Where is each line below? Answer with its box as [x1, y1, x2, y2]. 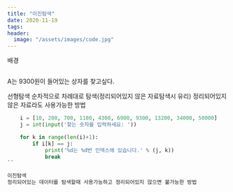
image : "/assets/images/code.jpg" [13, 36, 114, 43]
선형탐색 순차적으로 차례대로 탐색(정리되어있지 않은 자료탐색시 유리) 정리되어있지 [7, 92, 227, 101]
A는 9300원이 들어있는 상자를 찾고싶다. [7, 77, 115, 86]
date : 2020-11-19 [7, 17, 58, 24]
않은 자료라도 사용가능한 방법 [7, 101, 86, 109]
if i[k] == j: [32, 140, 73, 147]
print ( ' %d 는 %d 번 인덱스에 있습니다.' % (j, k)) [44, 147, 175, 154]
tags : [7, 23, 23, 30]
